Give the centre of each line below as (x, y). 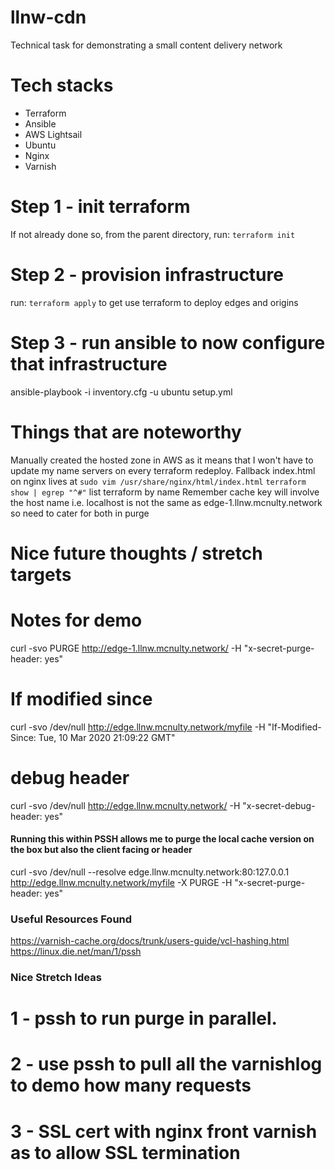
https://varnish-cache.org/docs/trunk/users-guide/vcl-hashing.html (150, 941)
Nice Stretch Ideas (56, 978)
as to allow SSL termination (125, 1152)
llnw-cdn (48, 17)
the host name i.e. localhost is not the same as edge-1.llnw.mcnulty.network (166, 502)
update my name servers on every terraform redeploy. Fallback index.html (163, 470)
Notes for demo (76, 620)
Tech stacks (62, 85)
